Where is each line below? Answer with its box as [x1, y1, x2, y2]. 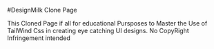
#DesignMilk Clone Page [7, 6, 77, 14]
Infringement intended [7, 34, 71, 42]
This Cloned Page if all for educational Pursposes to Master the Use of [7, 19, 208, 27]
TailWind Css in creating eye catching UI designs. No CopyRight [7, 27, 190, 35]
